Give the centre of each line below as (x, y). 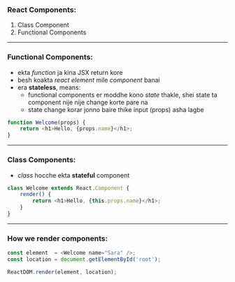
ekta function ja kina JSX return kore (70, 72)
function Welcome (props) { (47, 122)
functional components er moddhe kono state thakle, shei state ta (123, 94)
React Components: (42, 10)
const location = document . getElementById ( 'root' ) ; (84, 260)
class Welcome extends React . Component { (69, 188)
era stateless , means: (49, 87)
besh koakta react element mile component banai (88, 80)
